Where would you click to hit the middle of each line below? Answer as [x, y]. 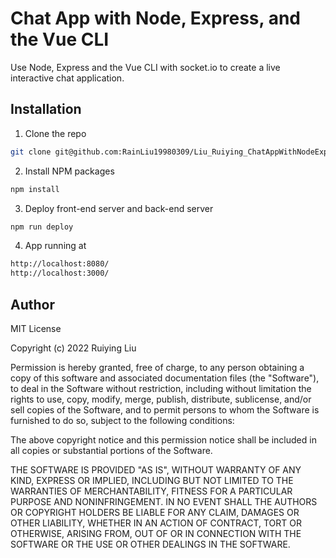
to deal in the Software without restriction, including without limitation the [161, 388]
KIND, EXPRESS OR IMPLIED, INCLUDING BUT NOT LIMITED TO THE [152, 480]
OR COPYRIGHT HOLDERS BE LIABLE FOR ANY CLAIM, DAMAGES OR [155, 512]
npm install [35, 189]
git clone [31, 152]
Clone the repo [55, 133]
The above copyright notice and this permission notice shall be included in [163, 439]
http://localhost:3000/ [60, 273]
